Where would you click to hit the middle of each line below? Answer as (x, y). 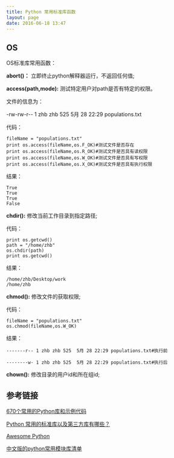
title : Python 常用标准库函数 (41, 12)
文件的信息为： (25, 102)
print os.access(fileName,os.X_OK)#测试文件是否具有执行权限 (79, 165)
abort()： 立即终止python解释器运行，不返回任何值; (70, 76)
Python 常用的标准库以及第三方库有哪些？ (58, 424)
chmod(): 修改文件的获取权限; (43, 296)
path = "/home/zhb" (31, 246)
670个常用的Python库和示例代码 (46, 411)
